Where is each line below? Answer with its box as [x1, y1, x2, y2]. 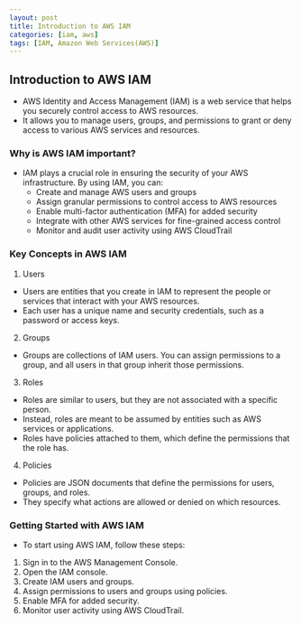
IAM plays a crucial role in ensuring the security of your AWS [22, 168, 249, 179]
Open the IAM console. [22, 566, 108, 577]
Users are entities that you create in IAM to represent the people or [22, 285, 271, 296]
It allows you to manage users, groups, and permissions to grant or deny [22, 115, 292, 126]
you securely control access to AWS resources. [22, 106, 199, 117]
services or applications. [22, 423, 114, 434]
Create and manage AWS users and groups [35, 187, 197, 198]
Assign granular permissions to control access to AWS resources [35, 196, 278, 208]
